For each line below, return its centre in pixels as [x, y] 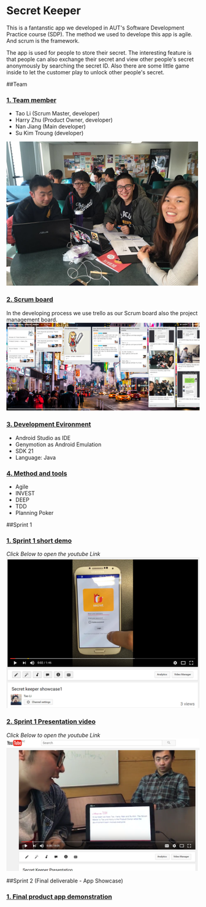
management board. [32, 320]
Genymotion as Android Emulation [58, 444]
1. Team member [32, 100]
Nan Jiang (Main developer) [50, 127]
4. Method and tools [37, 473]
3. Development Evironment [49, 425]
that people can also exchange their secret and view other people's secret [100, 59]
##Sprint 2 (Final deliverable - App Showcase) [65, 881]
